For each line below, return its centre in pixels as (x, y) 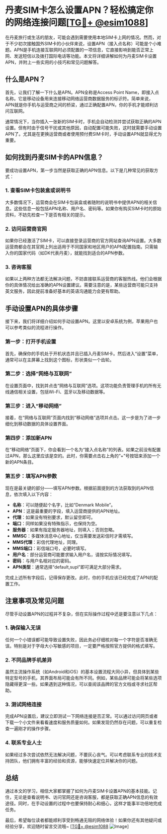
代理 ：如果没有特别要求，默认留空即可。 (54, 517)
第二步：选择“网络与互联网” (39, 374)
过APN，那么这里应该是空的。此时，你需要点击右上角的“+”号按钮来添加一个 (83, 456)
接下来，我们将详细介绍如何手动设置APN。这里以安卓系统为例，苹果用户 (80, 322)
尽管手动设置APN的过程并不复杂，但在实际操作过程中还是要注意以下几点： (82, 614)
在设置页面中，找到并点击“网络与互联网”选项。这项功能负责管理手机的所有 (81, 385)
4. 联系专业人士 (24, 743)
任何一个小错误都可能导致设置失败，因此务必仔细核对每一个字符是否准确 (79, 640)
